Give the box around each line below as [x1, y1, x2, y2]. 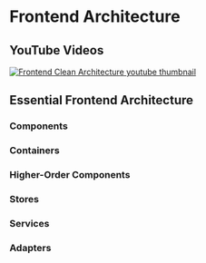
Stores [9, 193, 39, 206]
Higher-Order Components [9, 169, 131, 181]
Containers [9, 144, 61, 157]
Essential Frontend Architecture [9, 93, 193, 108]
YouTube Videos [9, 43, 104, 58]
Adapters [9, 241, 52, 254]
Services [9, 218, 50, 229]
